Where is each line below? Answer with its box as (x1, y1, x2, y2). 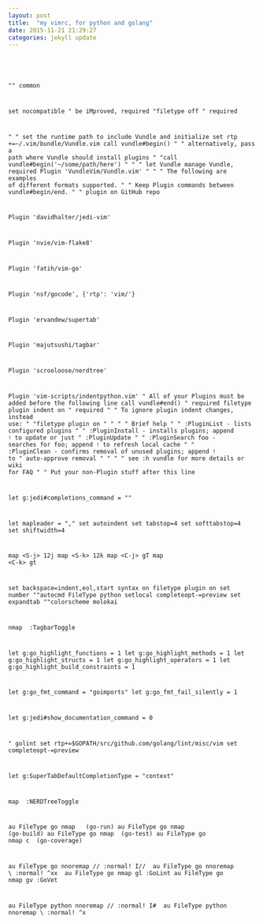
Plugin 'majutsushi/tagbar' (8, 341, 101, 350)
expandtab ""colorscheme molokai (8, 598, 118, 606)
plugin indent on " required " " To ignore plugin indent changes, (8, 406, 235, 414)
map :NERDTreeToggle (8, 798, 80, 806)
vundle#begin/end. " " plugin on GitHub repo (8, 188, 160, 196)
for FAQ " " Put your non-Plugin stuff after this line (8, 468, 195, 476)
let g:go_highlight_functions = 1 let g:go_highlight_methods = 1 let (8, 649, 245, 657)
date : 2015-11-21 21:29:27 (8, 26, 97, 34)
